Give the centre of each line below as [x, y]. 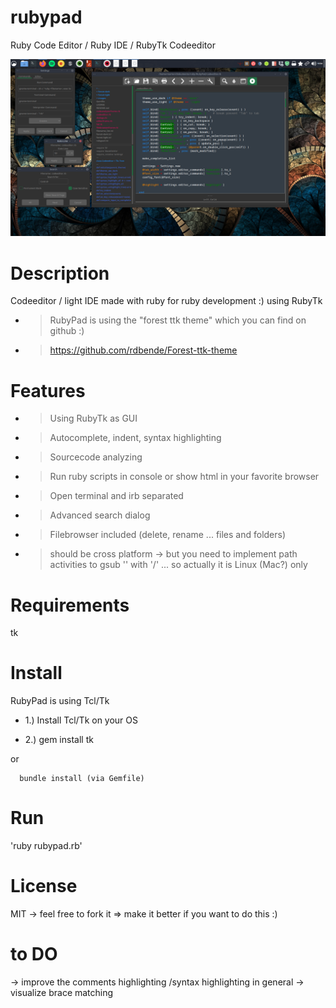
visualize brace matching [62, 992]
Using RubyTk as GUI [93, 418]
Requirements [70, 605]
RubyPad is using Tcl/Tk [60, 701]
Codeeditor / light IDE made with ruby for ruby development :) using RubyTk [166, 301]
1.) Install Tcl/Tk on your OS [81, 720]
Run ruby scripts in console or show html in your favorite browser [184, 477]
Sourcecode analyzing [96, 457]
